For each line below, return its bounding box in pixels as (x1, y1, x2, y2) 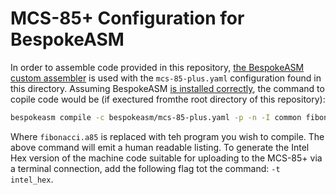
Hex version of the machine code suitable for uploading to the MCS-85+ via (10, 152, 323, 164)
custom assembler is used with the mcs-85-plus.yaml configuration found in (10, 72, 322, 84)
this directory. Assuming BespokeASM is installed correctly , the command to (10, 82, 325, 94)
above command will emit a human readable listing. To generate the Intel (10, 141, 310, 153)
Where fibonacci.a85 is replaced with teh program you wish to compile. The (10, 130, 325, 142)
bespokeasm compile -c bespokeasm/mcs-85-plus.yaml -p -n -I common (10, 112, 302, 122)
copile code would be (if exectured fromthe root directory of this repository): (10, 93, 326, 105)
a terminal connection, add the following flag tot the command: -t (10, 162, 281, 174)
